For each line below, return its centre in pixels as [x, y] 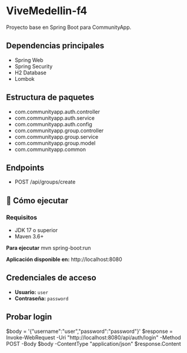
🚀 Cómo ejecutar [37, 200]
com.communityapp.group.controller [59, 130]
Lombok [25, 79]
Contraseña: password [41, 298]
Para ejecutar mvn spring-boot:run [49, 248]
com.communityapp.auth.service [55, 118]
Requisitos [21, 217]
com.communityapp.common [50, 149]
